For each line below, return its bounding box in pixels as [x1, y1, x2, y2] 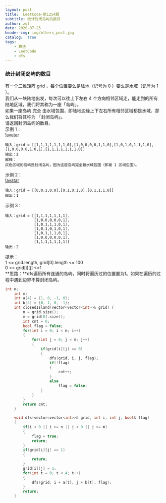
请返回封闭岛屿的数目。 [5, 120, 53, 126]
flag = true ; [31, 434, 58, 439]
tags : [5, 40, 16, 45]
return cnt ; [23, 402, 48, 407]
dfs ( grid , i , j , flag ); [49, 355, 99, 361]
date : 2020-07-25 [5, 26, 41, 31]
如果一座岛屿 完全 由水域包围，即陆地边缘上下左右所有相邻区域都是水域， [5, 108, 155, 113]
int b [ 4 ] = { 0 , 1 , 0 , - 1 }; [14, 300, 70, 305]
